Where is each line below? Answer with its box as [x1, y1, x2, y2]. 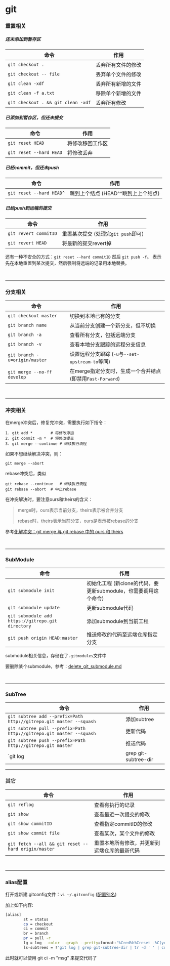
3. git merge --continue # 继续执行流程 [5, 441, 87, 446]
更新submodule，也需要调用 [87, 587, 154, 594]
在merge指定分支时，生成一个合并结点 [69, 368, 161, 375]
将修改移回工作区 [67, 140, 108, 147]
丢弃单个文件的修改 [95, 71, 142, 78]
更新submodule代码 [87, 604, 134, 611]
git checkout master [8, 313, 57, 319]
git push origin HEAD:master [8, 635, 78, 641]
